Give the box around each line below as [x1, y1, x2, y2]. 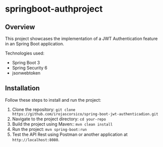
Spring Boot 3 [12, 60, 40, 65]
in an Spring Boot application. [5, 41, 64, 47]
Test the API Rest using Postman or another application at [12, 131, 128, 137]
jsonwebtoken [12, 70, 40, 76]
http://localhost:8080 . [12, 136, 60, 142]
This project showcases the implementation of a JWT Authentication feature [5, 36, 158, 41]
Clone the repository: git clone [12, 106, 75, 112]
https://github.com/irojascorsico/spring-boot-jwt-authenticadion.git [12, 111, 159, 116]
